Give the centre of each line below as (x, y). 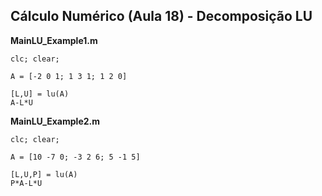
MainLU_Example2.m (55, 121)
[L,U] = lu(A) (40, 94)
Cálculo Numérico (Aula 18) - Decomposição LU (161, 16)
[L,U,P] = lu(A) (44, 174)
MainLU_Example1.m (54, 40)
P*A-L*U (26, 183)
